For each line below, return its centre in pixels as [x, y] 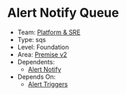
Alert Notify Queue [63, 13]
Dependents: [36, 61]
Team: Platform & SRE [49, 32]
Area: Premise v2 [42, 54]
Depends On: [36, 76]
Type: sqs [31, 39]
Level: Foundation [43, 47]
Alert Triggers [48, 84]
